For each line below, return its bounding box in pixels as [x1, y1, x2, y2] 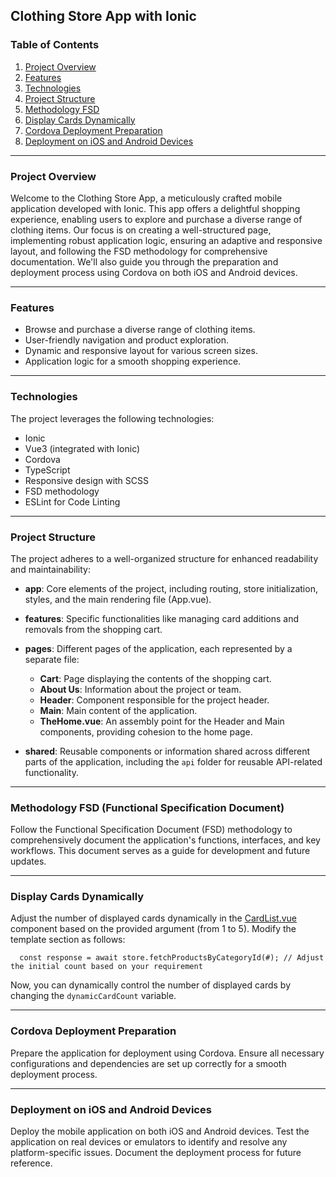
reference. [10, 1157, 53, 1169]
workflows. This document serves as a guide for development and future [10, 845, 311, 857]
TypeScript [24, 464, 71, 476]
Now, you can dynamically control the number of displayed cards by [10, 979, 292, 991]
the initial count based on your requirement [10, 962, 203, 972]
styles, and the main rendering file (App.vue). [24, 593, 212, 605]
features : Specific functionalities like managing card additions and [24, 612, 300, 624]
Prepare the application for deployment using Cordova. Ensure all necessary [10, 1047, 325, 1059]
